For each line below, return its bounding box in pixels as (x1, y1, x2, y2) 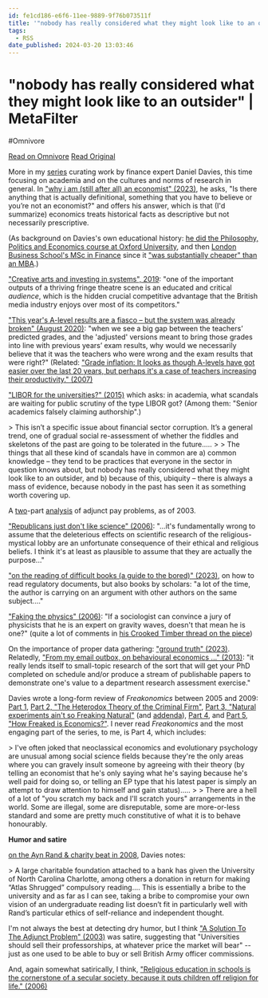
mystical (8, 538, 36, 548)
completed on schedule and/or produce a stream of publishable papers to (8, 670, 251, 679)
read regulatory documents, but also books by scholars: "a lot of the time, (8, 580, 251, 589)
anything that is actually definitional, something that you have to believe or (8, 192, 253, 202)
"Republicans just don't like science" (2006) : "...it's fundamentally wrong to (8, 521, 256, 531)
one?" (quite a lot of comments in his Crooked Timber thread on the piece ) (8, 628, 253, 639)
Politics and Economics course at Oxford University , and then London (8, 242, 237, 251)
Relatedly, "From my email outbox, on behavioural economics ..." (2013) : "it (8, 652, 254, 663)
